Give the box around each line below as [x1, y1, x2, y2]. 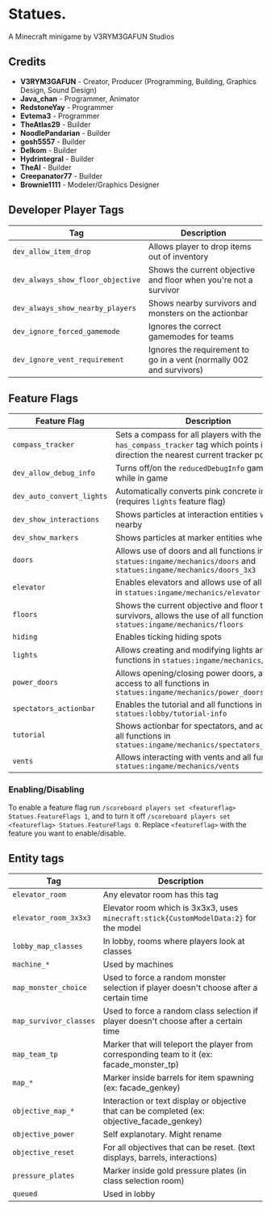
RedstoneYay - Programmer [19, 102, 115, 112]
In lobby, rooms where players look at [102, 936, 245, 947]
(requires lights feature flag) [115, 496, 226, 507]
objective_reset [12, 1148, 75, 1157]
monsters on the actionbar [148, 307, 248, 319]
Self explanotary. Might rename [102, 1129, 222, 1140]
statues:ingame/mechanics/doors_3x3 [115, 565, 256, 575]
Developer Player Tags [8, 203, 124, 217]
